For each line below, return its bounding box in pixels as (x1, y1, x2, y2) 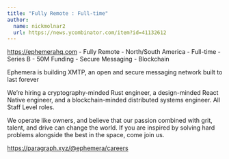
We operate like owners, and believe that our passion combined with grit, (7, 117, 213, 125)
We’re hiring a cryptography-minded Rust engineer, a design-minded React (7, 89, 219, 97)
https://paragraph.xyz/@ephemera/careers (7, 144, 129, 152)
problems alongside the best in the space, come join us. (7, 131, 165, 139)
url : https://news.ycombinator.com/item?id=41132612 (13, 29, 167, 36)
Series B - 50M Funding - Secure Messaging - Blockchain (7, 55, 170, 63)
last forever (7, 76, 40, 84)
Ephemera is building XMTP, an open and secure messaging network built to (7, 68, 223, 76)
